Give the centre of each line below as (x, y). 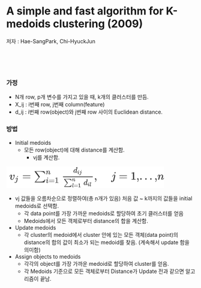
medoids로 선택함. (37, 206)
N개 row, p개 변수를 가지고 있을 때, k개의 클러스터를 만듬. (82, 97)
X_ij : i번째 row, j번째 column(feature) (60, 105)
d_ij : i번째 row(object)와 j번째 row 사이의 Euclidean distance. (89, 112)
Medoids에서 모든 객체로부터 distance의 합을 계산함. (86, 221)
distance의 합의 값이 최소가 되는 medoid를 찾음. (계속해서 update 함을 (107, 242)
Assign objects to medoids (48, 256)
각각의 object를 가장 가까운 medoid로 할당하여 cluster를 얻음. (96, 263)
